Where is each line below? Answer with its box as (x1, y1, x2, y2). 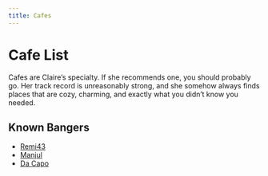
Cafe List (8, 45, 70, 64)
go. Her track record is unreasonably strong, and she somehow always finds (8, 80, 260, 90)
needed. (8, 97, 36, 108)
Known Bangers (8, 120, 90, 134)
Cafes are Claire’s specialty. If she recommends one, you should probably (8, 72, 251, 82)
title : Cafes (8, 11, 52, 20)
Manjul (19, 151, 42, 160)
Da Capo (19, 158, 50, 168)
